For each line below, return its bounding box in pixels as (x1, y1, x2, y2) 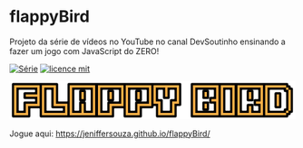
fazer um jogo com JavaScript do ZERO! (9, 45, 160, 56)
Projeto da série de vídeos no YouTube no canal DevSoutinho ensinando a (9, 36, 286, 47)
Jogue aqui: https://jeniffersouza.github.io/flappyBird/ (9, 128, 210, 139)
